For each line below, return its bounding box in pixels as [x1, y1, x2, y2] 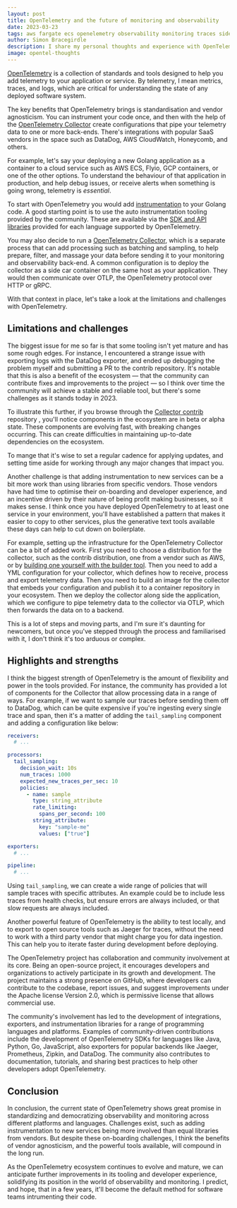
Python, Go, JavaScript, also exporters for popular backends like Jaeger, [7, 1042, 219, 1051]
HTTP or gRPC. [7, 281, 51, 289]
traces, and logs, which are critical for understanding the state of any [7, 84, 208, 92]
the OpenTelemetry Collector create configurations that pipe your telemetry [7, 120, 227, 128]
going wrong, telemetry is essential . [7, 186, 111, 195]
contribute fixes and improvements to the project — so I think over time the [7, 379, 225, 387]
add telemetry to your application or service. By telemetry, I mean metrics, [7, 76, 224, 85]
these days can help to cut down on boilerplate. [7, 525, 146, 533]
